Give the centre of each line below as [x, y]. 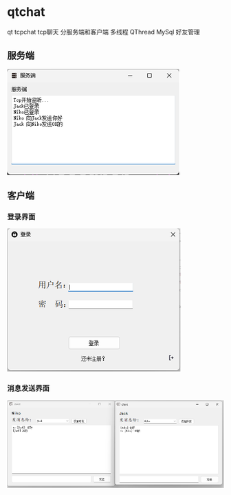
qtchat [26, 12]
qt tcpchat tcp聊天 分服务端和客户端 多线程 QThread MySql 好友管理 [104, 32]
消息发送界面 [29, 388]
